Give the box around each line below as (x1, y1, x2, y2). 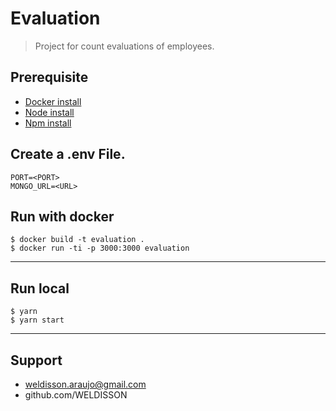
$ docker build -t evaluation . (10, 235, 145, 245)
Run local (10, 280, 70, 297)
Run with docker (10, 208, 115, 225)
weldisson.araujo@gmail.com (24, 378, 147, 390)
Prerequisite (10, 69, 89, 86)
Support (10, 352, 63, 369)
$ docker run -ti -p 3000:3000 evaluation (10, 243, 190, 254)
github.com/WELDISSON (24, 389, 128, 401)
